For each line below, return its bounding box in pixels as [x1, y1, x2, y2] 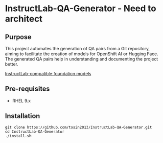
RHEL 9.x [12, 98, 31, 103]
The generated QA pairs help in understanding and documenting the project [5, 56, 158, 61]
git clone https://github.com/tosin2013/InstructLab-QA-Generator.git [5, 125, 152, 130]
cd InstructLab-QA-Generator [5, 129, 65, 134]
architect [5, 13, 43, 24]
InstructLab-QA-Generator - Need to [5, 3, 157, 14]
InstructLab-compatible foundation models [5, 71, 92, 76]
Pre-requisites [5, 85, 50, 93]
